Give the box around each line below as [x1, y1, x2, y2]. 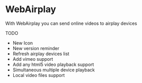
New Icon [12, 39, 33, 46]
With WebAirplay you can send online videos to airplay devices [5, 20, 137, 26]
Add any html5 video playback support [12, 61, 94, 67]
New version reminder [12, 45, 60, 51]
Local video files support [12, 72, 65, 78]
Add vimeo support [12, 56, 53, 62]
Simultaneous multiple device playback [12, 67, 95, 73]
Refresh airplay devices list [12, 51, 70, 57]
